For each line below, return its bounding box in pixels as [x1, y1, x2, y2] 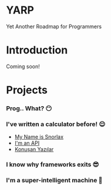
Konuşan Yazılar [14, 146, 54, 153]
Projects [6, 83, 48, 97]
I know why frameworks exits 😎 [6, 161, 99, 169]
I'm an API [14, 140, 40, 147]
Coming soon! [6, 63, 40, 70]
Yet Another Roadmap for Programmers [6, 23, 102, 30]
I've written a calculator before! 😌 [6, 120, 106, 128]
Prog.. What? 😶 [6, 104, 52, 112]
